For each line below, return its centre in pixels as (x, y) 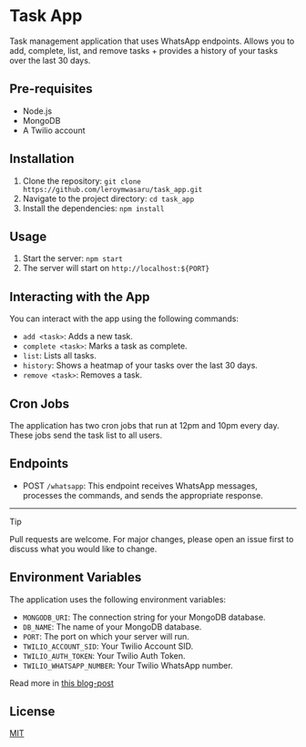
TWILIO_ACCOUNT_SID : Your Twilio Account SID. (108, 646)
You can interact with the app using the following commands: (124, 318)
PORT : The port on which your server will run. (106, 636)
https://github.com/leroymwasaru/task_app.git (112, 189)
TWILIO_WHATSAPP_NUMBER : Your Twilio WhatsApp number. (128, 665)
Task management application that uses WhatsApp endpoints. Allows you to (152, 41)
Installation (42, 159)
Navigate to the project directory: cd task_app (108, 198)
